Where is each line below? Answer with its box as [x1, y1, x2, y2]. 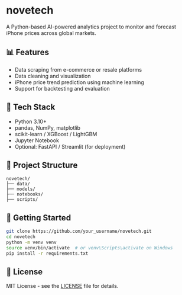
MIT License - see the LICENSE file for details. [6, 283, 119, 290]
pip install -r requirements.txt [6, 250, 89, 256]
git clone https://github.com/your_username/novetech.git [6, 229, 152, 235]
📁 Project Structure [6, 160, 78, 170]
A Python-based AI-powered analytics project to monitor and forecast [6, 23, 176, 30]
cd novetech [6, 234, 35, 240]
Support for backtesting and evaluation [14, 85, 110, 92]
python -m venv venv [6, 239, 57, 245]
